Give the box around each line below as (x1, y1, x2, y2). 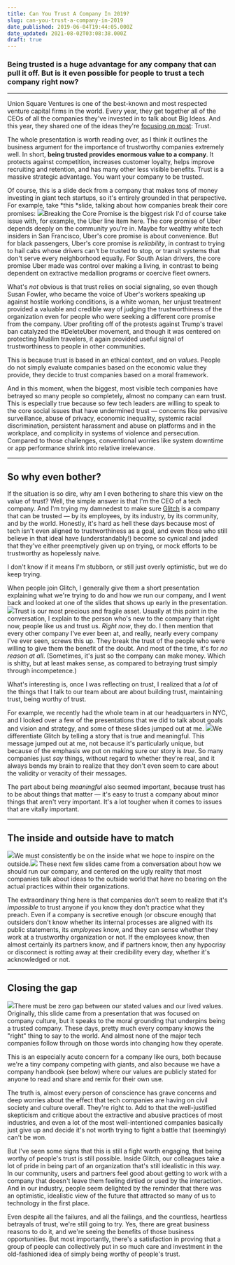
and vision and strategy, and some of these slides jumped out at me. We (7, 724, 222, 733)
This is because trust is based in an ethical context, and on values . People (7, 356, 221, 365)
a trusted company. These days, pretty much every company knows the (7, 1024, 215, 1032)
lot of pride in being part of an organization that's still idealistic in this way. (7, 1161, 222, 1170)
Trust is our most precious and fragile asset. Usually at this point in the (14, 607, 218, 616)
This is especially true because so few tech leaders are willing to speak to (7, 399, 220, 407)
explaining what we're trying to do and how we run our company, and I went (7, 591, 227, 600)
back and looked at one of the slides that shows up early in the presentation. (7, 599, 228, 607)
